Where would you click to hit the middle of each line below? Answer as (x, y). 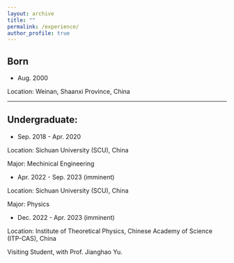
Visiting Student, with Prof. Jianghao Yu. (65, 252)
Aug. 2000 (33, 78)
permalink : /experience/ (43, 26)
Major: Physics (29, 204)
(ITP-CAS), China (32, 238)
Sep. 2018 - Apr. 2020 (49, 136)
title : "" (22, 20)
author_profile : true (39, 33)
